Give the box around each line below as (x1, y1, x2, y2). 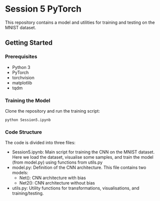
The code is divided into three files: (5, 140, 76, 146)
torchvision (12, 74, 35, 81)
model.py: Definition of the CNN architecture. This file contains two (12, 165, 146, 170)
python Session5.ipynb (5, 117, 51, 122)
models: (12, 170, 29, 176)
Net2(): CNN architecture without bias (19, 180, 96, 186)
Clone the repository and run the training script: (5, 108, 100, 114)
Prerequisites (5, 53, 37, 60)
